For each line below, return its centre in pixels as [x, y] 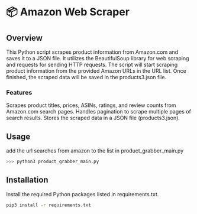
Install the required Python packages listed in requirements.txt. [83, 194]
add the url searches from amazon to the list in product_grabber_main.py [95, 151]
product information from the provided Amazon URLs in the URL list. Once [96, 71]
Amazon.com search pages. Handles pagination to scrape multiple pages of [98, 112]
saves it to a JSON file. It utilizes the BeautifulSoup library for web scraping [98, 58]
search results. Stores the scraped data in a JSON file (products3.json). [93, 118]
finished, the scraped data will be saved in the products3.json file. [86, 77]
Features [19, 92]
